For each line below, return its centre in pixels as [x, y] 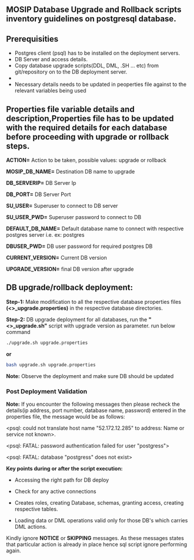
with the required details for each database [87, 127]
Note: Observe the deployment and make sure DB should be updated [90, 376]
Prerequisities [32, 39]
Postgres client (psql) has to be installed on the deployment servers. [97, 53]
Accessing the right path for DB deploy [62, 480]
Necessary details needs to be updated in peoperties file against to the [101, 84]
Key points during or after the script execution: [65, 468]
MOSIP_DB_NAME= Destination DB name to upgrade [71, 172]
